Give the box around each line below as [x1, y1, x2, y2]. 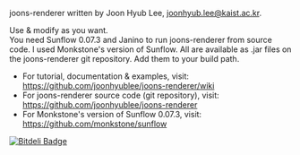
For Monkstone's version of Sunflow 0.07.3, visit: [21, 109, 202, 119]
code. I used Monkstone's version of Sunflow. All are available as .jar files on [9, 44, 292, 55]
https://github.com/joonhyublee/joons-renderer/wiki [21, 81, 215, 90]
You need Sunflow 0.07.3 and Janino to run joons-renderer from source [9, 35, 273, 45]
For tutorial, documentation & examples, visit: [21, 71, 190, 82]
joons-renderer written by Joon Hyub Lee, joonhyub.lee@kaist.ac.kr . [9, 8, 262, 18]
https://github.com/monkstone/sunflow [21, 118, 167, 129]
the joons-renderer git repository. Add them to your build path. [9, 54, 240, 64]
